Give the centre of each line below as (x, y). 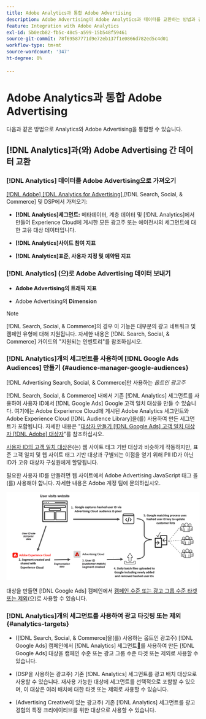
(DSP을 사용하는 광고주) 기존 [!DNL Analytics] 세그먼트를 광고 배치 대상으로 (106, 674)
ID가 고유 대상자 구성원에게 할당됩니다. (52, 462)
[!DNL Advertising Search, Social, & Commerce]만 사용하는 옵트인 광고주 (96, 382)
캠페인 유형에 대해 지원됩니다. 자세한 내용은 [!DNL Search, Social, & (88, 334)
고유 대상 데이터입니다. (49, 230)
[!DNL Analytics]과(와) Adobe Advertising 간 (91, 150)
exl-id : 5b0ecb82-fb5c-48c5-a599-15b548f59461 (67, 33)
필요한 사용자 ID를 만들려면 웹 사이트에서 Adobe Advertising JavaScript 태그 (99, 475)
